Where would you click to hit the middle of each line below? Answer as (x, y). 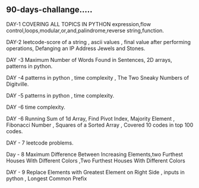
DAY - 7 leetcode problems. (40, 143)
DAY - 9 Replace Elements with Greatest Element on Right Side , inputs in (96, 172)
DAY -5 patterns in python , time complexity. (60, 95)
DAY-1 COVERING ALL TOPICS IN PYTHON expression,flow (79, 24)
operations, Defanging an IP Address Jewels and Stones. (76, 48)
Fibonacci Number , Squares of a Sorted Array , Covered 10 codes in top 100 (100, 125)
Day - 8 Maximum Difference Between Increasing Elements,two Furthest (94, 154)
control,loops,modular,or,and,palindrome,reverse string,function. (85, 30)
